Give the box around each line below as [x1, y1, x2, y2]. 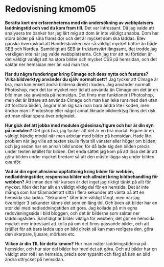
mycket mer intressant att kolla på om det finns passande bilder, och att [5, 220, 149, 227]
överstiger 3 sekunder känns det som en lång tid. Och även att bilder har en [5, 200, 158, 206]
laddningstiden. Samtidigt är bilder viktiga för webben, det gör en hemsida [5, 215, 155, 221]
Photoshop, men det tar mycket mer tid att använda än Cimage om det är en [5, 87, 158, 92]
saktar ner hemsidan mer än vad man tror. [5, 61, 90, 67]
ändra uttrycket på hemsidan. [5, 256, 65, 262]
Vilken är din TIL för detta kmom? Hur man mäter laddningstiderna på [5, 240, 147, 246]
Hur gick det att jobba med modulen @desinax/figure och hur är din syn [5, 122, 154, 128]
